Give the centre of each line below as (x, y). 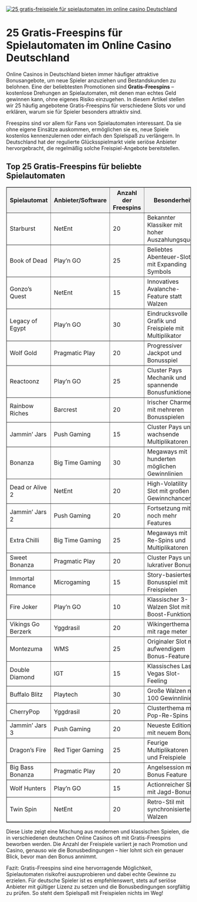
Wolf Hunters (28, 788)
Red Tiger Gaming (79, 750)
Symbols (159, 271)
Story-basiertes (169, 575)
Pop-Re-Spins (168, 715)
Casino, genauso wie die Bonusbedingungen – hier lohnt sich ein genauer (95, 850)
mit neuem (162, 732)
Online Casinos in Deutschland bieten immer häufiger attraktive (83, 74)
